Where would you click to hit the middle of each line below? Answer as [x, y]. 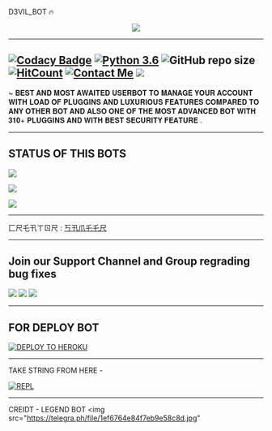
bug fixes [32, 274]
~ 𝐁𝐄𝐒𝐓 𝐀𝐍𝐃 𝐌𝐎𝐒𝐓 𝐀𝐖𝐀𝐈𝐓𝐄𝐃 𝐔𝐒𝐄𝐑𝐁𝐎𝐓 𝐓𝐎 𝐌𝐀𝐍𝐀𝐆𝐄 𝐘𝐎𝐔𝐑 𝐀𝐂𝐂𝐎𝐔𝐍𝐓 [131, 93]
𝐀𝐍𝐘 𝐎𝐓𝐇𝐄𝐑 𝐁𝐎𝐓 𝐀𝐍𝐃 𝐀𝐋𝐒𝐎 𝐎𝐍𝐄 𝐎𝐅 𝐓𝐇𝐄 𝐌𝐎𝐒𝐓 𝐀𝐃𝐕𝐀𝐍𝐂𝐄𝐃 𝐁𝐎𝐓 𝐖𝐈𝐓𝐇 [132, 111]
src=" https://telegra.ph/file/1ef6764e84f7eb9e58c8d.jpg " [104, 418]
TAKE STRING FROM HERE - [56, 371]
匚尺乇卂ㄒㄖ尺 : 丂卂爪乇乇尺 [57, 227]
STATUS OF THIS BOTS [68, 154]
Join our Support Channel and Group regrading [130, 262]
